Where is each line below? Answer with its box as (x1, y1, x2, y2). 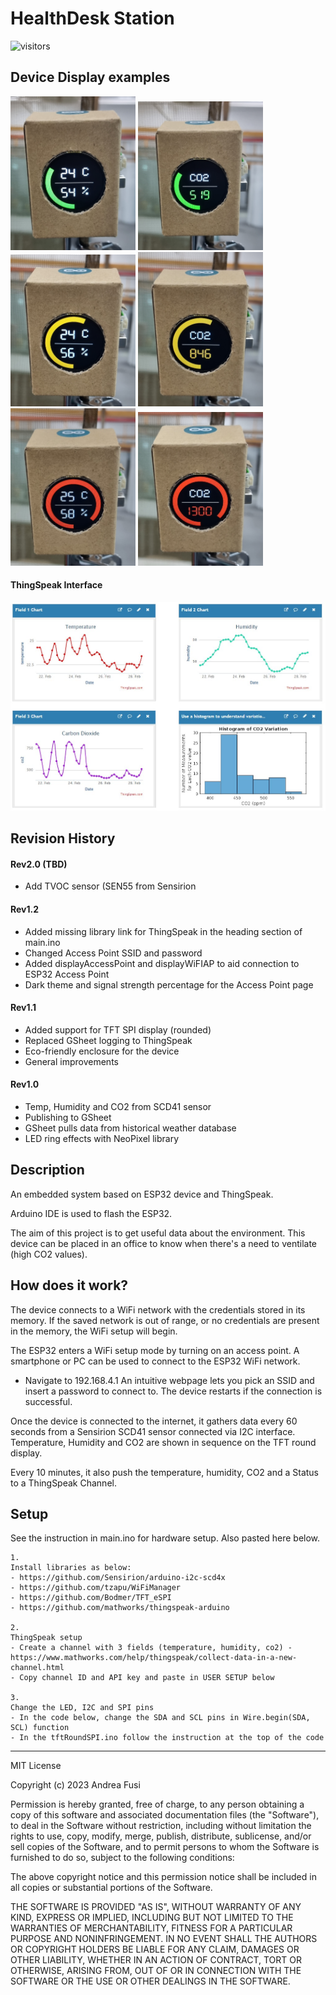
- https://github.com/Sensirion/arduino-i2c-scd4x (10, 1573, 226, 1583)
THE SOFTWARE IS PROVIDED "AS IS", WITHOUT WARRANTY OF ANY (10, 1901, 302, 1913)
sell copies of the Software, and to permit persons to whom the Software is (10, 1841, 320, 1853)
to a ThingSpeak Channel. (10, 1477, 117, 1489)
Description (10, 1162, 85, 1179)
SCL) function (10, 1723, 70, 1733)
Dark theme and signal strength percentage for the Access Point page (24, 978, 314, 991)
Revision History (10, 830, 116, 847)
